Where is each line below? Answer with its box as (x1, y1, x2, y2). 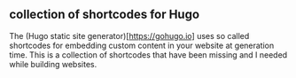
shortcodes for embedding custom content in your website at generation (9, 40, 275, 51)
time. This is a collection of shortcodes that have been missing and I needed (9, 49, 288, 60)
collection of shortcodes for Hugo (9, 7, 200, 22)
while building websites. (9, 58, 97, 69)
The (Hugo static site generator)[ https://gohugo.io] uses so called (9, 30, 250, 41)
